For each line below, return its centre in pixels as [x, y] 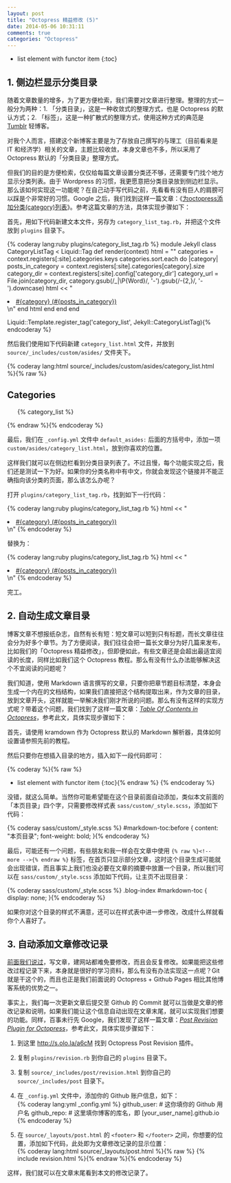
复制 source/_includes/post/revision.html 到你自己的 [94, 1073]
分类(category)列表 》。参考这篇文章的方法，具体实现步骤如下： [102, 207]
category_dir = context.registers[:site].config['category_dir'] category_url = [113, 273]
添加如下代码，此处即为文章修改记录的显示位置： [99, 1144]
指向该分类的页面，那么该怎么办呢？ [64, 479]
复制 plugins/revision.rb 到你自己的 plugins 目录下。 [93, 1058]
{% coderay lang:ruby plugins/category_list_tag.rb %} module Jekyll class [112, 244]
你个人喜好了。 [28, 920]
